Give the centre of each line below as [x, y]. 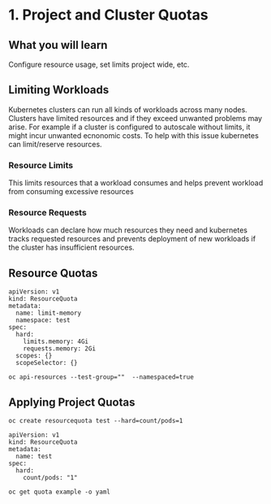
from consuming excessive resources [71, 192]
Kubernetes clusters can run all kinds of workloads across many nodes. [128, 109]
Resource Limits [41, 165]
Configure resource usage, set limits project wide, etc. [99, 64]
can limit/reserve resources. [56, 144]
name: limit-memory [49, 313]
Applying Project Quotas [72, 402]
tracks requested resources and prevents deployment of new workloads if [132, 239]
